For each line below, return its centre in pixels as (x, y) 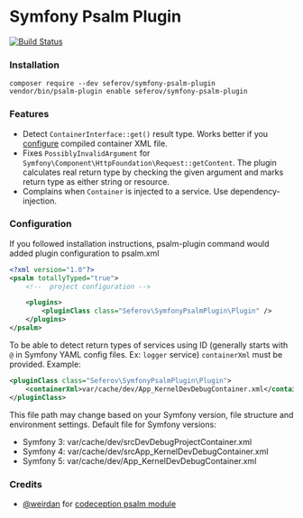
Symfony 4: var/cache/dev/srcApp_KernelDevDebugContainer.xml (145, 451)
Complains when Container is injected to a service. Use (125, 191)
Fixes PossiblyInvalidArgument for (86, 153)
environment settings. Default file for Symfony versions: (113, 424)
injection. (39, 201)
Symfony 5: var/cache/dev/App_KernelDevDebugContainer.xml (139, 460)
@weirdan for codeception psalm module (99, 504)
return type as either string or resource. (96, 181)
